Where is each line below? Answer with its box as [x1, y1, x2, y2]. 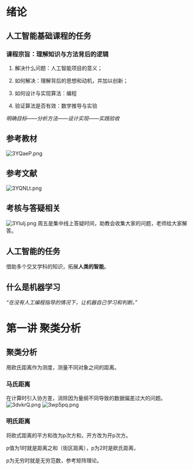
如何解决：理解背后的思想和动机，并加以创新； [14, 77, 128, 84]
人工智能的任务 [6, 246, 61, 256]
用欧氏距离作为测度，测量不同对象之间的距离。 [6, 364, 119, 371]
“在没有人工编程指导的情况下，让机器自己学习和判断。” [6, 299, 138, 306]
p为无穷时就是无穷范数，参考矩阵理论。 [6, 456, 102, 464]
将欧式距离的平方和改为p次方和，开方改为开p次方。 [6, 432, 131, 439]
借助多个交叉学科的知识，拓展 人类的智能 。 [6, 263, 109, 270]
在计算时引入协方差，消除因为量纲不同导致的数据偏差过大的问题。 [6, 394, 166, 402]
